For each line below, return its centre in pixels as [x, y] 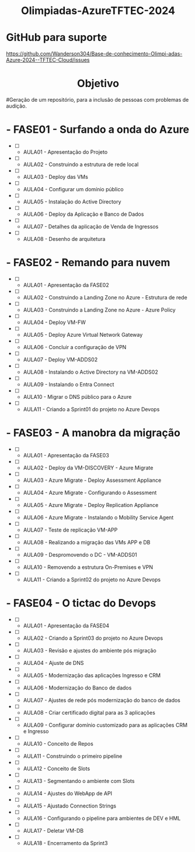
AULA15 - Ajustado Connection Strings [70, 806]
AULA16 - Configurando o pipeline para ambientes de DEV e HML [102, 818]
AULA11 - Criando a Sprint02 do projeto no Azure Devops [92, 580]
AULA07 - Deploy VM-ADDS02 [60, 359]
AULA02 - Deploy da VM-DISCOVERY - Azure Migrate [88, 468]
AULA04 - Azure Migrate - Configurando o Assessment [90, 492]
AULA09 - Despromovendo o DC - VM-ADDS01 [80, 554]
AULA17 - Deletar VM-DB [53, 830]
